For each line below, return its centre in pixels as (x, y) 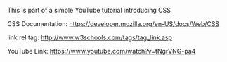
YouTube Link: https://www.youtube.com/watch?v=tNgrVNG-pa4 (102, 51)
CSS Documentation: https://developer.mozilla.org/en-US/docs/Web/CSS (113, 24)
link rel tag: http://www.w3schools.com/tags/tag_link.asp (90, 37)
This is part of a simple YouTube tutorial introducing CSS (89, 10)
